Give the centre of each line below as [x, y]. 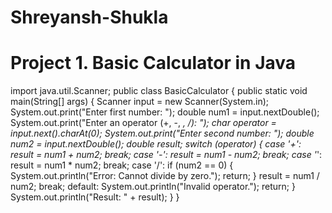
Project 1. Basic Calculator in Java [153, 63]
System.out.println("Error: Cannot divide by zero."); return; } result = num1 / [165, 176]
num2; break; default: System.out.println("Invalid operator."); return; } [153, 187]
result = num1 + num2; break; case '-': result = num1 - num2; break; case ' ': [166, 155]
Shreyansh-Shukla [89, 17]
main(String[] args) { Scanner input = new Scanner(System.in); [139, 102]
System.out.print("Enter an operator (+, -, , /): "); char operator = [143, 123]
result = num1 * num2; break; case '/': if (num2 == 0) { [122, 165]
